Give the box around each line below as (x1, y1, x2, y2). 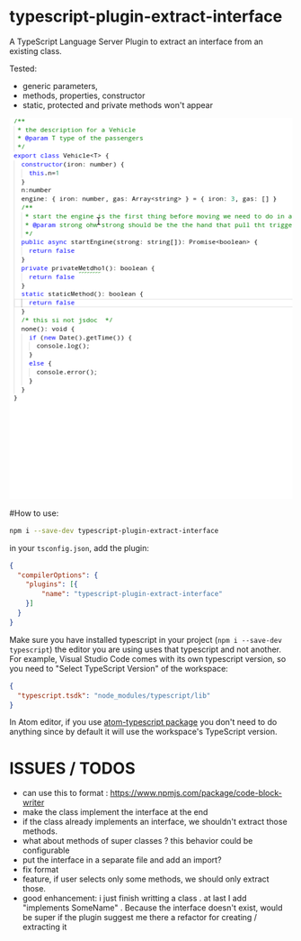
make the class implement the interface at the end (22, 807, 208, 818)
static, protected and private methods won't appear (22, 99, 214, 110)
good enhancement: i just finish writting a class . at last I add (22, 893, 247, 904)
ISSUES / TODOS (9, 758, 136, 778)
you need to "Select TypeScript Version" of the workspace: (9, 663, 229, 674)
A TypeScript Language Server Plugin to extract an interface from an (9, 36, 263, 47)
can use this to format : (22, 788, 109, 799)
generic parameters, (22, 80, 99, 91)
